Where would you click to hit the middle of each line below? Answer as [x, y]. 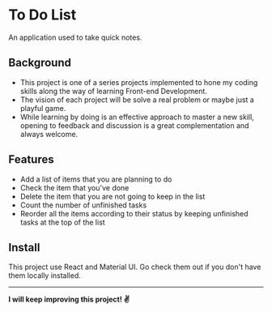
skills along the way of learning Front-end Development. [114, 91]
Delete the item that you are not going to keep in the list [113, 196]
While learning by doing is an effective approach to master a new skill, [137, 117]
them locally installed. [45, 276]
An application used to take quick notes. [75, 37]
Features [31, 160]
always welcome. [49, 134]
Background [40, 63]
